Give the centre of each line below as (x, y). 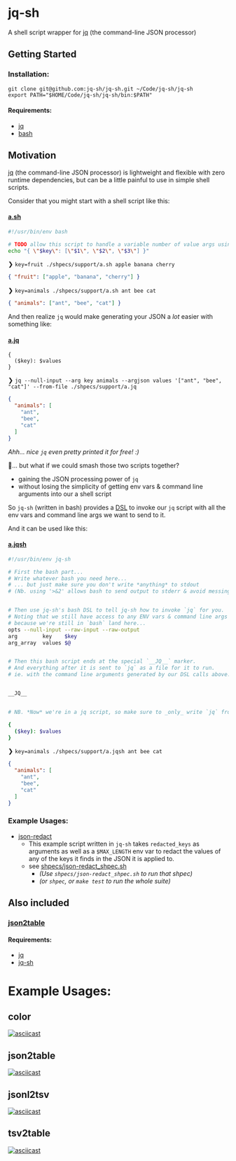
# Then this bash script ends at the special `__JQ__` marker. (102, 661)
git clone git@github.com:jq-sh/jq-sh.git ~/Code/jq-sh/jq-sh (100, 89)
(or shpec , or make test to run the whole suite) (105, 881)
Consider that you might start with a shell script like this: (89, 200)
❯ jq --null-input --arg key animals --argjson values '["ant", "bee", (115, 380)
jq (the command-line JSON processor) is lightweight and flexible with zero (117, 172)
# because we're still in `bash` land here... (77, 623)
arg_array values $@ (40, 643)
